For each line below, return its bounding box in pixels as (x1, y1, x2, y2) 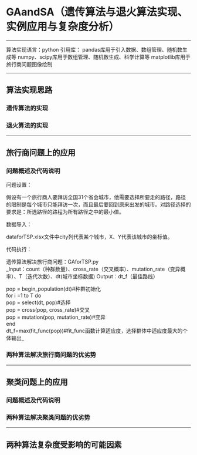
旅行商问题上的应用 (6, 147, 76, 157)
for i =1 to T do (6, 292, 42, 299)
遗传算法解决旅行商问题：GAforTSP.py (6, 258, 99, 265)
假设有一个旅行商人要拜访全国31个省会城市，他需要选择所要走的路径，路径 (6, 194, 186, 201)
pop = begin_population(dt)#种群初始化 (6, 285, 101, 292)
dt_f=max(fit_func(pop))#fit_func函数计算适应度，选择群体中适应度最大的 (6, 327, 183, 335)
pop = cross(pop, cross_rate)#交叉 (6, 306, 90, 314)
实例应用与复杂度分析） (6, 20, 120, 33)
